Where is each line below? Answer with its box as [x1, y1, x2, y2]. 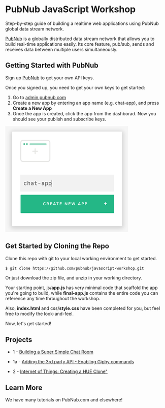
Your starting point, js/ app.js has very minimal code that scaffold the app [5, 285, 158, 291]
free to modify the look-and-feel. [5, 311, 74, 317]
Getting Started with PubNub [5, 61, 98, 70]
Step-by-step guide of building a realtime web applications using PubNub [5, 20, 159, 26]
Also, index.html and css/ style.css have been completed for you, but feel [5, 305, 160, 311]
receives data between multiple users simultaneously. [5, 46, 118, 52]
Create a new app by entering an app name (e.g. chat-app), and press [12, 100, 159, 106]
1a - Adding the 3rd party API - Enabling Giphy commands [12, 359, 135, 365]
